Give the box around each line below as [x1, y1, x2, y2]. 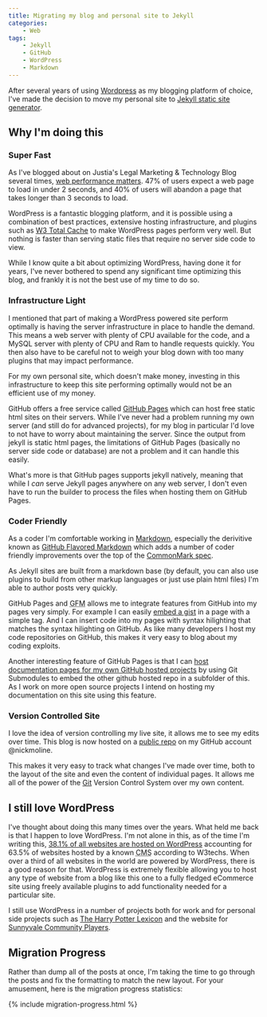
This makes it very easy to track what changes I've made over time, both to [8, 761, 255, 771]
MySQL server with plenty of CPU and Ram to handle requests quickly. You [8, 339, 255, 348]
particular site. [8, 890, 56, 900]
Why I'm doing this [8, 125, 104, 140]
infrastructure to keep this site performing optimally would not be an [8, 379, 233, 389]
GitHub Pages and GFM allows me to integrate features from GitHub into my [8, 598, 257, 608]
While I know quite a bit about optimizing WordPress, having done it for [8, 258, 241, 268]
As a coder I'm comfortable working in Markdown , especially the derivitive [8, 534, 253, 543]
